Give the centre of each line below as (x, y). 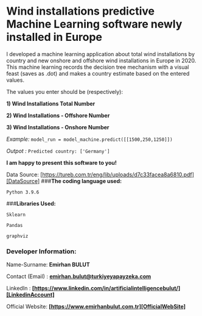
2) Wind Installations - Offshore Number (58, 115)
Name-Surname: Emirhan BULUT (48, 265)
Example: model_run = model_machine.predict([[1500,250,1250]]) (89, 139)
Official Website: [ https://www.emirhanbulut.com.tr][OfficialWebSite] (96, 307)
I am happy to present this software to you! (61, 162)
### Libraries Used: (31, 203)
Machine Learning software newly (94, 24)
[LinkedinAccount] (30, 295)
